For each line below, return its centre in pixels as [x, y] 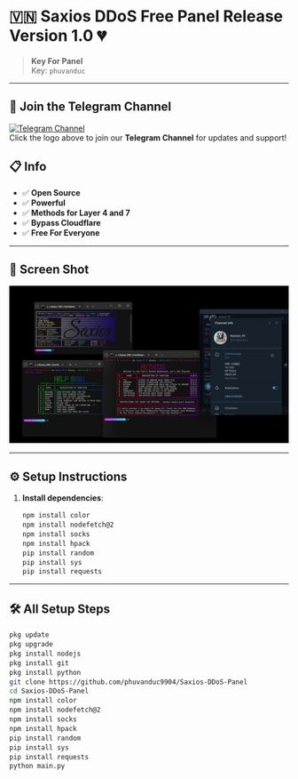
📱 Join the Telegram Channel [90, 107]
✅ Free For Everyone [61, 232]
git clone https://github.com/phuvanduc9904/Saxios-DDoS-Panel [129, 682]
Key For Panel [57, 60]
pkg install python [45, 672]
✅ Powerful [44, 203]
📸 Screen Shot [49, 269]
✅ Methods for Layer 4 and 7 [76, 213]
